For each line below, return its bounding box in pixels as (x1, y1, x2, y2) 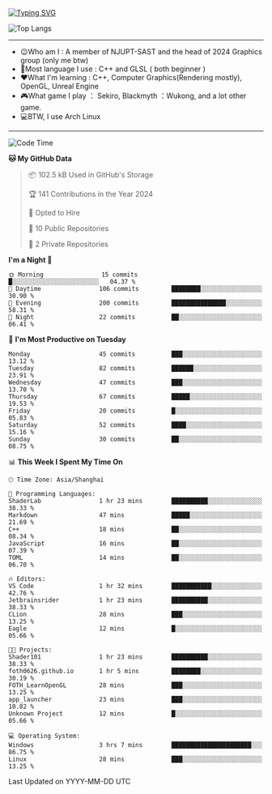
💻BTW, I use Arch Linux (19, 112, 101, 121)
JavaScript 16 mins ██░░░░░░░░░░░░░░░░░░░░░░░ (8, 540, 263, 548)
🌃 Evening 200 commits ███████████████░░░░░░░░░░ (8, 299, 263, 307)
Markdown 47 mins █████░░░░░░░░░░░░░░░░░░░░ (8, 511, 263, 519)
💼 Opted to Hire (28, 208, 81, 217)
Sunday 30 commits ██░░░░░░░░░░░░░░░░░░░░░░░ (8, 435, 263, 443)
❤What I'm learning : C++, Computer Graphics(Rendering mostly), (19, 73, 243, 82)
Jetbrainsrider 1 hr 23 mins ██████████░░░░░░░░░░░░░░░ (8, 596, 263, 604)
